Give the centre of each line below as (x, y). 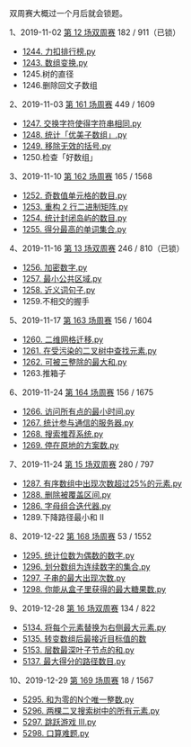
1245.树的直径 (48, 74)
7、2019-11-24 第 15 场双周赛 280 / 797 (82, 464)
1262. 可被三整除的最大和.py (74, 362)
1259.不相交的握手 (56, 301)
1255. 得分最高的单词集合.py (74, 229)
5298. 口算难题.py (56, 733)
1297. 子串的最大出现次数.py (74, 578)
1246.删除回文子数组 (60, 85)
